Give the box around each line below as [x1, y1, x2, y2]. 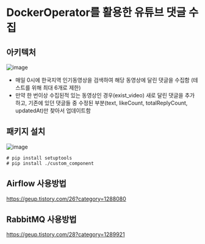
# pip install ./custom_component [6, 160, 95, 166]
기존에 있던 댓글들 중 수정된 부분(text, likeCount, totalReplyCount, [28, 99, 188, 106]
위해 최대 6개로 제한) [31, 84, 81, 91]
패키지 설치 [6, 127, 46, 137]
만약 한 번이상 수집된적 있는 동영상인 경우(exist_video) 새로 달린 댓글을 [15, 92, 184, 98]
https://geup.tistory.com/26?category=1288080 [6, 195, 126, 202]
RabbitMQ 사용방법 [6, 215, 77, 225]
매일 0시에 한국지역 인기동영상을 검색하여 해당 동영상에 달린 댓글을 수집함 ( [15, 76, 193, 83]
